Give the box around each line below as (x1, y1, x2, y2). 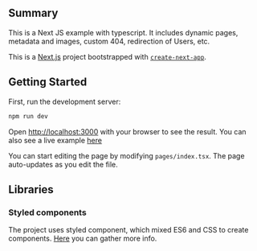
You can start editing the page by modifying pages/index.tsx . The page (8, 150, 245, 160)
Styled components (8, 207, 87, 218)
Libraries (8, 183, 54, 196)
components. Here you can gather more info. (8, 233, 157, 244)
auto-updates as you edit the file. (8, 159, 118, 169)
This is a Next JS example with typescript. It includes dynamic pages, (8, 27, 239, 37)
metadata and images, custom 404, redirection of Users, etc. (8, 36, 210, 46)
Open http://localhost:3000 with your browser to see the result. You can (8, 126, 247, 136)
